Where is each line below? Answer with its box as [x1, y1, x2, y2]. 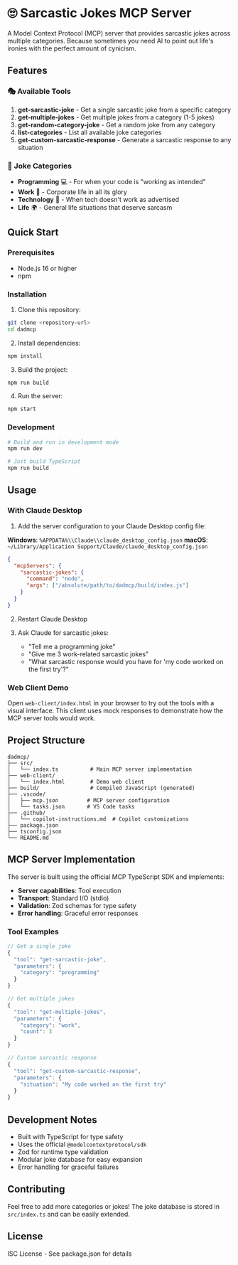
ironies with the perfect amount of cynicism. [7, 44, 136, 53]
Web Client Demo [7, 683, 69, 693]
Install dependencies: [17, 338, 81, 347]
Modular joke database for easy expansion [17, 1155, 143, 1164]
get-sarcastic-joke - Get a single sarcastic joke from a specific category [17, 105, 232, 114]
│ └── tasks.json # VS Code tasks [7, 803, 135, 810]
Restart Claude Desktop [17, 614, 87, 623]
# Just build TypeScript [7, 458, 81, 465]
